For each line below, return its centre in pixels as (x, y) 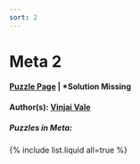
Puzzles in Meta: (41, 127)
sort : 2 (24, 17)
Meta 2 (36, 61)
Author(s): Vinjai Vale (50, 107)
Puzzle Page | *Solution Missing (70, 86)
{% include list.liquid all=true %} (68, 150)
